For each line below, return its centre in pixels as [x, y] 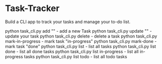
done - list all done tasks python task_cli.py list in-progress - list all [72, 51]
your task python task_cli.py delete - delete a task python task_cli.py [89, 36]
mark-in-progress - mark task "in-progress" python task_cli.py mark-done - [81, 41]
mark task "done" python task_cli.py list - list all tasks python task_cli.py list [81, 46]
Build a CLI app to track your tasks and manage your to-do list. [68, 22]
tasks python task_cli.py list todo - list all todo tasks [76, 56]
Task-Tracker [32, 8]
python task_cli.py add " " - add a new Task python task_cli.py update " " [77, 31]
